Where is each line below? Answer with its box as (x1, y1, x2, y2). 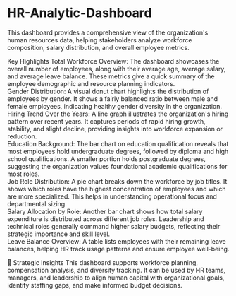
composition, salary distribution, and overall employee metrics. (7, 43, 190, 52)
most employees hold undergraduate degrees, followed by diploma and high (7, 147, 229, 155)
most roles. (7, 170, 40, 178)
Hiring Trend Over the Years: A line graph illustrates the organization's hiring (7, 109, 229, 118)
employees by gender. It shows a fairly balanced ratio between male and (7, 94, 218, 103)
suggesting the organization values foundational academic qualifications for (7, 162, 228, 170)
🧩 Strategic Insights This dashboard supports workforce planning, (7, 258, 199, 266)
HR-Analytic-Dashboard (7, 5, 152, 21)
